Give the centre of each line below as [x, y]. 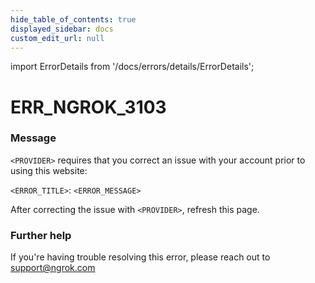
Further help [41, 235]
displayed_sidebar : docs [62, 29]
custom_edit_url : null [57, 38]
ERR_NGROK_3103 [88, 107]
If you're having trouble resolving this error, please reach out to [140, 257]
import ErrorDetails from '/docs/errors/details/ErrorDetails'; [132, 67]
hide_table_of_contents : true [73, 19]
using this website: [49, 170]
